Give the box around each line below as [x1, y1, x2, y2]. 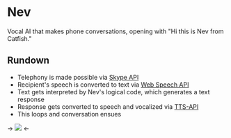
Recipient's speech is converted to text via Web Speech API [17, 80, 189, 89]
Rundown [7, 55, 50, 67]
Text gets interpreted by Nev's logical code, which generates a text [17, 87, 210, 96]
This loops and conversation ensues [17, 110, 122, 118]
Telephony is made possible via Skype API [17, 73, 139, 81]
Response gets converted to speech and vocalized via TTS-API [17, 102, 199, 111]
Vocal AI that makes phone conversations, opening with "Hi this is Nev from [7, 27, 224, 35]
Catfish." [7, 34, 32, 42]
